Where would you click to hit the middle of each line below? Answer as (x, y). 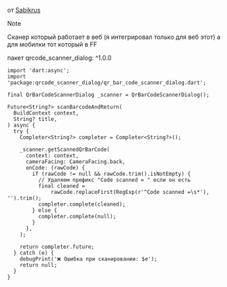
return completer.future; (57, 247)
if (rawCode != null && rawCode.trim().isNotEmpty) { (111, 174)
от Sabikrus (24, 10)
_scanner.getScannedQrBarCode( (65, 149)
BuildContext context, (46, 113)
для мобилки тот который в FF (52, 44)
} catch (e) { (34, 253)
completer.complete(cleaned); (82, 204)
